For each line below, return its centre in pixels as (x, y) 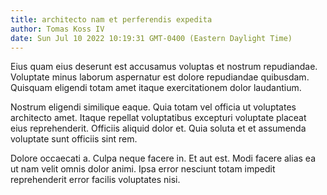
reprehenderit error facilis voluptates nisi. (95, 180)
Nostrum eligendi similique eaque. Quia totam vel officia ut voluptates (153, 107)
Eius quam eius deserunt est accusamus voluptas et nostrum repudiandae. (164, 67)
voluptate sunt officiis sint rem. (74, 139)
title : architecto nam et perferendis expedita (111, 19)
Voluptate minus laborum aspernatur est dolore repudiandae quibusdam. (160, 77)
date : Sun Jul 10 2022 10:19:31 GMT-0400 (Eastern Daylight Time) (151, 38)
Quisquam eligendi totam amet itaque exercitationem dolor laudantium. (156, 88)
